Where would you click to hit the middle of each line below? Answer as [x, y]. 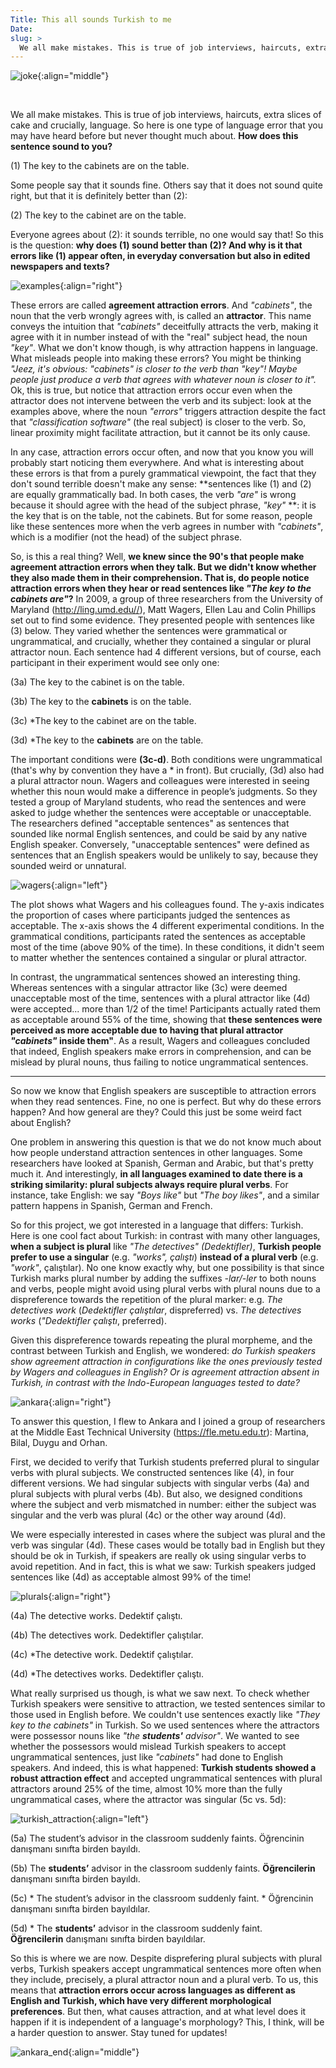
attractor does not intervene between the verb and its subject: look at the [161, 401]
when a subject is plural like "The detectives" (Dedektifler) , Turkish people [166, 1247]
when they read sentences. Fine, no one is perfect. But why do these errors [166, 1102]
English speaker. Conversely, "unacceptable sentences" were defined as [160, 845]
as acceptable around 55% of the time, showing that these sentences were [166, 1020]
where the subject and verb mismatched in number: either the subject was [163, 1505]
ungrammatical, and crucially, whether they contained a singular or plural [161, 642]
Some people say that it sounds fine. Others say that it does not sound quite [166, 185]
